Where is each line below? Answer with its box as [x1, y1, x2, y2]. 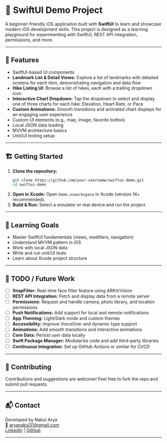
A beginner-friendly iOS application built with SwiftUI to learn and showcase [5, 21, 162, 27]
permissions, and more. [5, 37, 54, 43]
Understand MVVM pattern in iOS [12, 239, 82, 245]
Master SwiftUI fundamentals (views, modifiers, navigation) [12, 234, 134, 240]
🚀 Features [5, 56, 39, 64]
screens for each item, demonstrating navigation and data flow [12, 80, 141, 86]
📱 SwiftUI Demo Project [5, 4, 103, 16]
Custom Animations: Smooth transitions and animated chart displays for [12, 106, 162, 112]
